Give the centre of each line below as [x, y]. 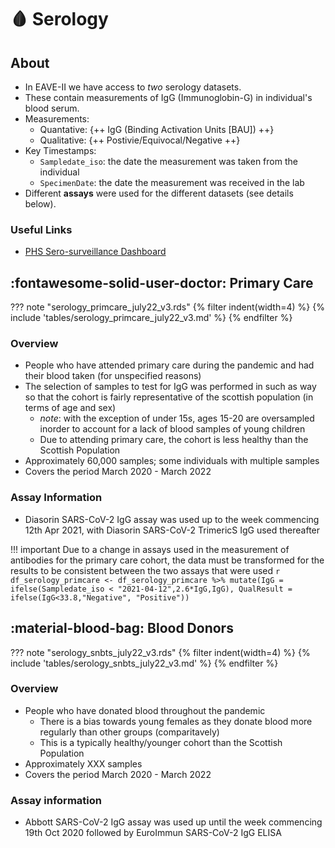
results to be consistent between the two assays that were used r [145, 570]
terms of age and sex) [70, 408]
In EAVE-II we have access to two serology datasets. [133, 87]
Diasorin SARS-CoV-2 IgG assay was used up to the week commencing [172, 519]
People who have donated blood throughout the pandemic [145, 710]
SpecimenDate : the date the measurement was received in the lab [172, 182]
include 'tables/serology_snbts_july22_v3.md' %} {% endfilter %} [144, 663]
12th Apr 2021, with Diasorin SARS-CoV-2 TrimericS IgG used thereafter [172, 530]
